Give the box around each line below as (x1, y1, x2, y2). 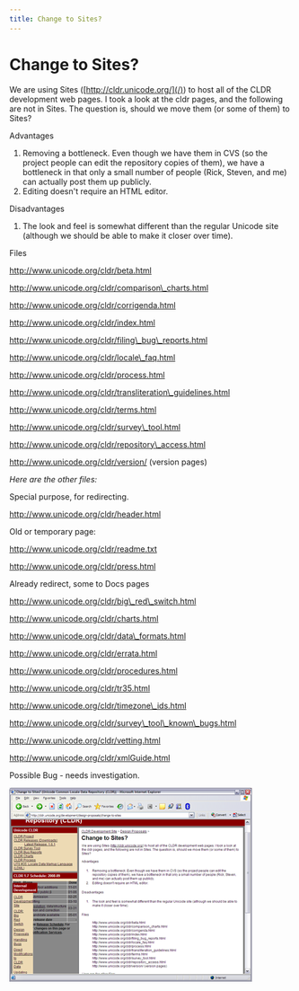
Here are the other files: (9, 473, 98, 484)
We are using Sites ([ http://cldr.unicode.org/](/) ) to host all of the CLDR (9, 84, 272, 94)
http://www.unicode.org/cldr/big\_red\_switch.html (9, 596, 197, 606)
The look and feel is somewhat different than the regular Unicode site (22, 220, 279, 231)
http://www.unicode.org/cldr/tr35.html (9, 683, 151, 694)
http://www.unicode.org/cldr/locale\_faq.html (9, 351, 176, 363)
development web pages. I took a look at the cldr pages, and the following (9, 93, 284, 104)
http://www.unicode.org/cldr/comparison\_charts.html (9, 282, 209, 293)
